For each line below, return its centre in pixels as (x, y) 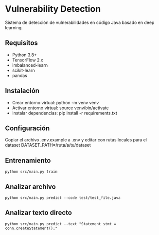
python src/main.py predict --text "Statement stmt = (61, 224)
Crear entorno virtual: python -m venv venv (55, 102)
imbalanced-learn (30, 65)
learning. (14, 27)
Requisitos (21, 43)
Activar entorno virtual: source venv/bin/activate (61, 108)
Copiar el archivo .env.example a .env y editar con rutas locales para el (76, 140)
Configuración (27, 128)
